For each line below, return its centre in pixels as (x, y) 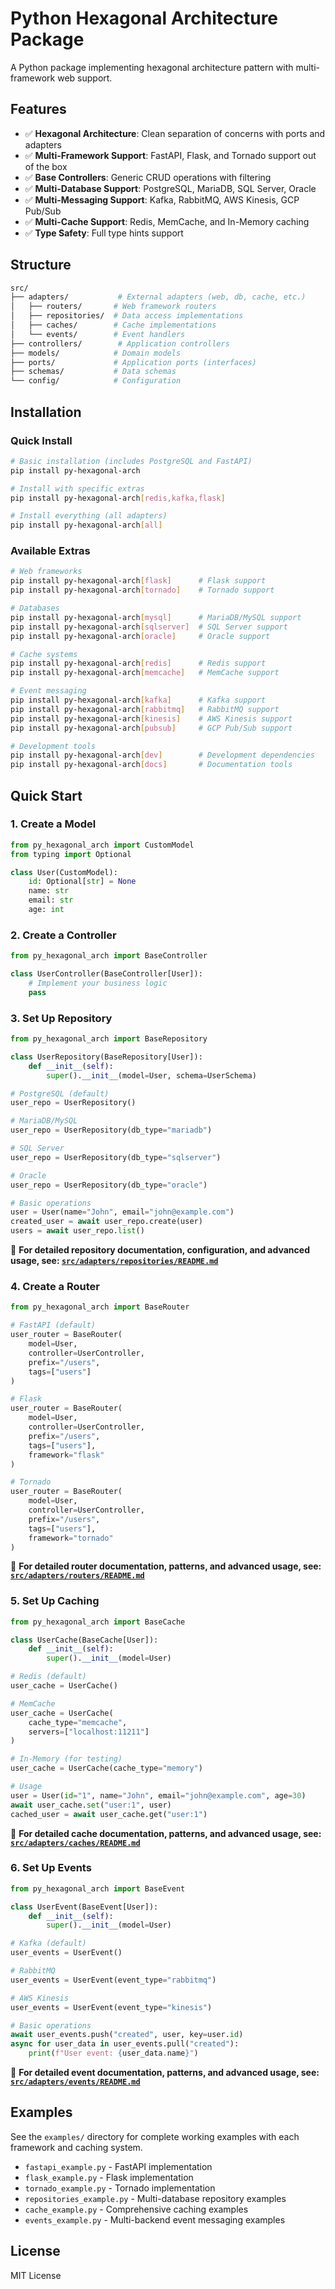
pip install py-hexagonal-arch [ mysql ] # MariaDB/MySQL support (156, 617)
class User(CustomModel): (64, 872)
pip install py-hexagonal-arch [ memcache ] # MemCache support (145, 673)
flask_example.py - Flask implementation (109, 2177)
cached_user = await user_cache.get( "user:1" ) (109, 1814)
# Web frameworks (46, 572)
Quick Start (46, 795)
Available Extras (50, 551)
